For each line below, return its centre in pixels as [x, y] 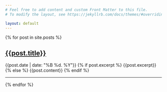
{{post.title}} [26, 53]
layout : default [22, 23]
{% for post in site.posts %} [34, 37]
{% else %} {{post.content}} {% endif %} [47, 71]
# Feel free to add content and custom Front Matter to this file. [77, 10]
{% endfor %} [19, 85]
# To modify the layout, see [35, 14]
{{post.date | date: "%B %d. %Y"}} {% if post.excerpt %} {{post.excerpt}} [81, 65]
